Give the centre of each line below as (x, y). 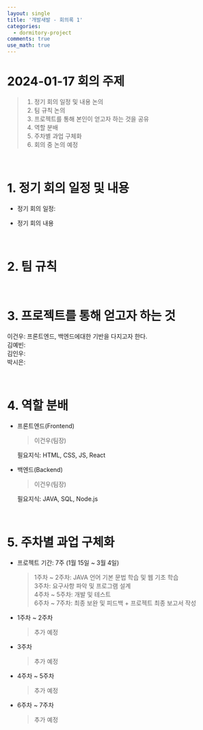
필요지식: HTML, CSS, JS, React (61, 455)
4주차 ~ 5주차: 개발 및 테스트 (72, 594)
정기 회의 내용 (35, 223)
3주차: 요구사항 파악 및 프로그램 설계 (82, 586)
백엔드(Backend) (40, 469)
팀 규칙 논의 (50, 110)
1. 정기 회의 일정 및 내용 (68, 188)
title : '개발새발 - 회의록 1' (45, 20)
